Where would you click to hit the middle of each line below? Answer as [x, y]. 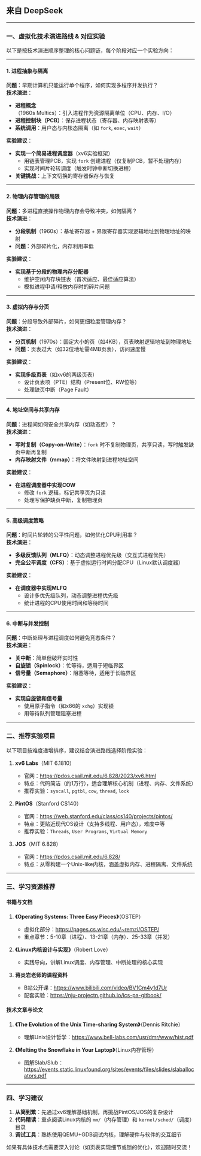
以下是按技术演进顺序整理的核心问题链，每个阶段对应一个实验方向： [90, 50]
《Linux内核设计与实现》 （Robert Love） [63, 949]
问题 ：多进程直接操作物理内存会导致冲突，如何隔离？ [72, 211]
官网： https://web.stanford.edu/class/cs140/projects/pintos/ [98, 816]
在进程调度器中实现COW [45, 485]
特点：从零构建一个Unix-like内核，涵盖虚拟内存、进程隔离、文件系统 [108, 864]
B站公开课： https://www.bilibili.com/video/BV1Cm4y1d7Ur [95, 988]
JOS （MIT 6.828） [38, 844]
